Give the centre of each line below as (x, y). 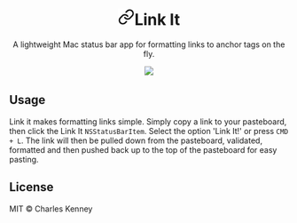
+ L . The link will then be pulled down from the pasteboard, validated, (136, 140)
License (31, 187)
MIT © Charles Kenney (51, 209)
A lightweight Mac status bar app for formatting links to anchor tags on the (149, 44)
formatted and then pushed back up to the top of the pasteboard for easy (143, 149)
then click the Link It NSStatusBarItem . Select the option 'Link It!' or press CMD (149, 131)
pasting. (24, 159)
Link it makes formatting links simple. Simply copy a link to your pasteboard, (148, 121)
